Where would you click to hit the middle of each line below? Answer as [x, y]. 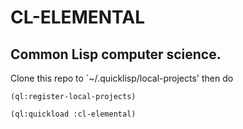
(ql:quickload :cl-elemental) [73, 114]
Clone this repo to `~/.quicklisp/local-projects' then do [122, 78]
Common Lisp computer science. [116, 54]
